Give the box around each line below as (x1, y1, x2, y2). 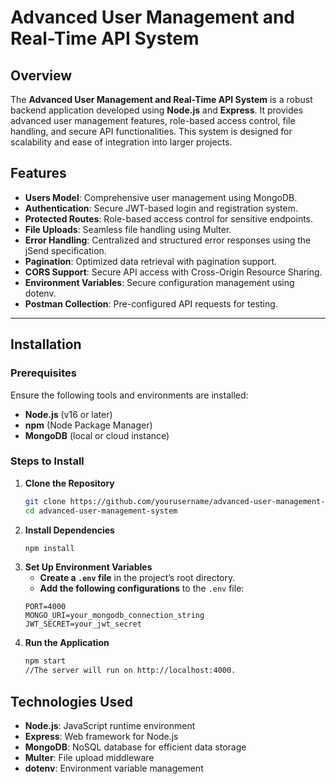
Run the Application (24, 637, 110, 649)
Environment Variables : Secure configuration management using (24, 276, 295, 288)
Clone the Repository (24, 477, 115, 489)
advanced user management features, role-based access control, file (10, 115, 296, 126)
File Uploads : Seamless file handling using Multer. (24, 223, 232, 235)
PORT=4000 (24, 602, 67, 612)
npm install (24, 543, 75, 553)
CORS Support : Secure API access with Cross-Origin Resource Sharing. (24, 266, 323, 278)
